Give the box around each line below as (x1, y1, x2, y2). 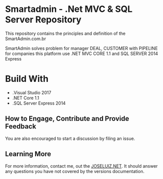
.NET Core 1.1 (12, 95, 40, 101)
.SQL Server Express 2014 (12, 100, 66, 106)
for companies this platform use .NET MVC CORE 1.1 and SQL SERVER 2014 (5, 51, 158, 57)
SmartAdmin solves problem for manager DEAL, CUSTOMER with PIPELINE (5, 45, 158, 51)
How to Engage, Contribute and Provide (5, 115, 129, 123)
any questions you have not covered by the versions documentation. (5, 168, 145, 174)
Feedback (5, 122, 37, 131)
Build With (5, 73, 48, 85)
